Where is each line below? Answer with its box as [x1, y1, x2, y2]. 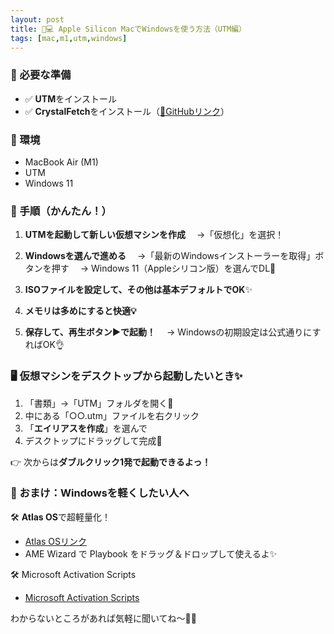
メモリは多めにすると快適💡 [24, 305, 137, 317]
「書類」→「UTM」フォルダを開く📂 [24, 397, 174, 409]
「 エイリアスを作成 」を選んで [24, 422, 148, 434]
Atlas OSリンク [24, 535, 88, 547]
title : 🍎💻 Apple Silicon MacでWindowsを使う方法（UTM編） [10, 24, 247, 34]
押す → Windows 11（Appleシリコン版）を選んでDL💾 [51, 262, 277, 275]
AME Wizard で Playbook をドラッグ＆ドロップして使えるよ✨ [24, 547, 278, 560]
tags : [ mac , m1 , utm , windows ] [10, 33, 128, 43]
